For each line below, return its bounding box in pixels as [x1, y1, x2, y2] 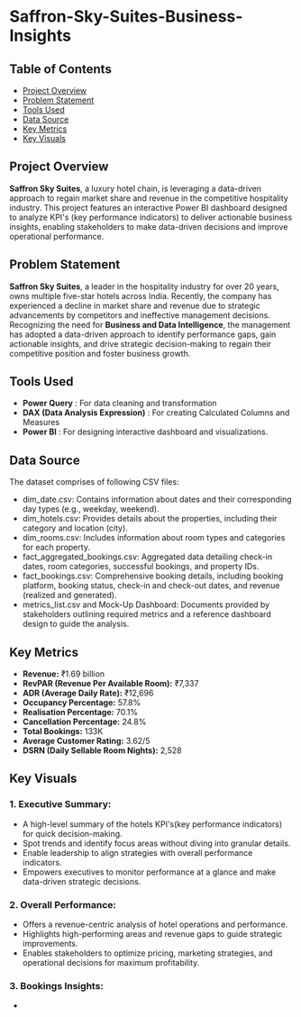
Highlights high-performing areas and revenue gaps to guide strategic [22, 929, 283, 940]
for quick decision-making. [22, 828, 123, 839]
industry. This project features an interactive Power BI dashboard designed [9, 202, 287, 213]
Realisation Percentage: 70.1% [22, 707, 139, 718]
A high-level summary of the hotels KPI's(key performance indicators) [22, 818, 283, 830]
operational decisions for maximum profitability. [22, 958, 200, 968]
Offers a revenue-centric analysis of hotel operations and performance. [22, 919, 288, 930]
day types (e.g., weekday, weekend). [22, 504, 160, 514]
